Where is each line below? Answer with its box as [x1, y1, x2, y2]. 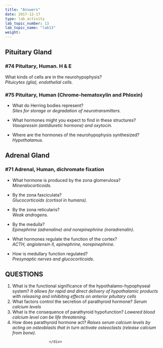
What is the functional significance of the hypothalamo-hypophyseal [12, 283, 151, 289]
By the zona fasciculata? [12, 192, 62, 198]
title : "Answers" [5, 7, 41, 12]
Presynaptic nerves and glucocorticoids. [12, 256, 94, 262]
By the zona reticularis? [12, 206, 60, 212]
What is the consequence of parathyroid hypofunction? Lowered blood [12, 309, 155, 315]
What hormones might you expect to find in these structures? [12, 117, 136, 123]
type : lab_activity [5, 16, 45, 21]
